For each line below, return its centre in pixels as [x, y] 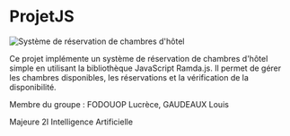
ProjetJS [42, 17]
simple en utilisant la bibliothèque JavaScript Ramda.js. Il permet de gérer [145, 68]
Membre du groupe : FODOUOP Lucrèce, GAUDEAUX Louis [119, 104]
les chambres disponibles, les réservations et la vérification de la [129, 77]
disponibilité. [33, 87]
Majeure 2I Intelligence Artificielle [71, 122]
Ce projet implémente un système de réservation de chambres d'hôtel [139, 58]
